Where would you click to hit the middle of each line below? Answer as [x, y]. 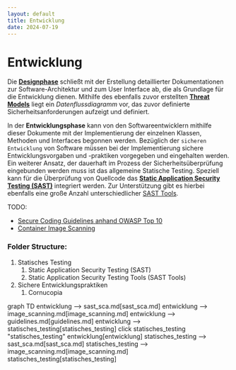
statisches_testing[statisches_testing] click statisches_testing [96, 329]
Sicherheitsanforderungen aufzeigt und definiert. [78, 112]
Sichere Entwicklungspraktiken [63, 285]
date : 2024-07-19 [33, 27]
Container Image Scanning [56, 228]
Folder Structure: [37, 247]
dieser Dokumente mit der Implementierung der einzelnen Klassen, [105, 133]
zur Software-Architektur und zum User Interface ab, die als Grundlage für [116, 89]
